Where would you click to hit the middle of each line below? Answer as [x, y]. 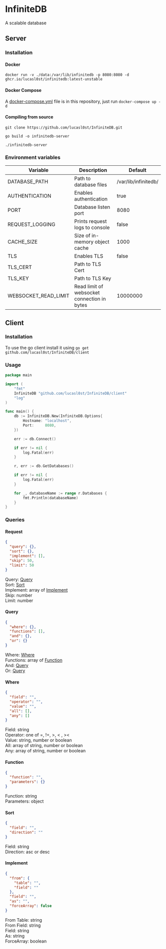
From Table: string [24, 920]
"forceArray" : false [31, 906]
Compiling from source [29, 117]
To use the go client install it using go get [47, 347]
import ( [14, 384]
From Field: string [23, 925]
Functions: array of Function [34, 660]
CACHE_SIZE [23, 242]
